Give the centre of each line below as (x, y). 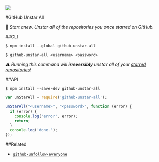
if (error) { (23, 111)
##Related (16, 144)
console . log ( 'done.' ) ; (34, 130)
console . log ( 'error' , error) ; (46, 116)
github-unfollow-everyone (40, 154)
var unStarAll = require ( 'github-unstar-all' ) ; (56, 97)
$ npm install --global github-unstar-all (50, 46)
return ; (22, 121)
